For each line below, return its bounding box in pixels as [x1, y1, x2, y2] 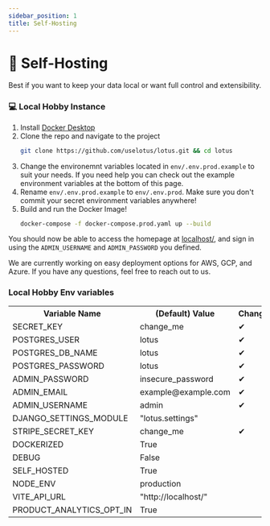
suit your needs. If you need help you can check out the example [19, 170, 235, 180]
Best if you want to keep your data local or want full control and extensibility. [8, 81, 262, 90]
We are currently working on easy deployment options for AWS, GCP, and [8, 259, 252, 268]
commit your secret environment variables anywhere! [19, 195, 197, 205]
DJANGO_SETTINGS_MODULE [12, 412, 129, 424]
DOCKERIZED [12, 438, 64, 449]
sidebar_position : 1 [8, 11, 78, 20]
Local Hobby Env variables [8, 287, 115, 298]
